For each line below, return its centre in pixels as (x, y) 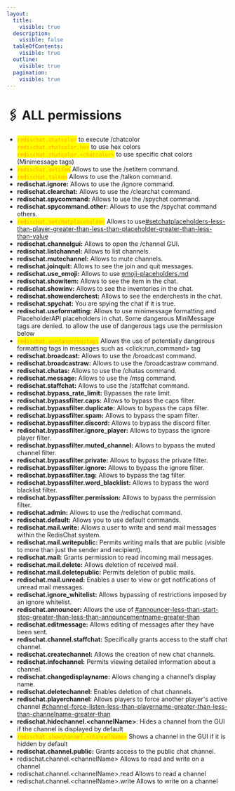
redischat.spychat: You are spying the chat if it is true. (96, 303)
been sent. (32, 632)
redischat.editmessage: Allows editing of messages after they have (115, 625)
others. (27, 214)
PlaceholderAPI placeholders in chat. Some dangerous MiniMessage (115, 319)
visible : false (41, 40)
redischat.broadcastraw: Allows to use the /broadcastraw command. (117, 363)
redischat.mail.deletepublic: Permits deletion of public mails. (106, 573)
